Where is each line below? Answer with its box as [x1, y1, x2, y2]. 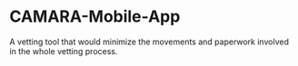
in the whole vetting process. [9, 45, 118, 56]
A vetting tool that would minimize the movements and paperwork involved [9, 36, 289, 47]
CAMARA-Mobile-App [9, 6, 181, 27]
